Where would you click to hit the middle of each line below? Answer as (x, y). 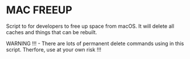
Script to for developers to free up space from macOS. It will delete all (90, 26)
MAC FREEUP (39, 10)
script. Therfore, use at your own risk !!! (53, 49)
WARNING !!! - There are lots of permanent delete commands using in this (95, 43)
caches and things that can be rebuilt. (52, 32)
